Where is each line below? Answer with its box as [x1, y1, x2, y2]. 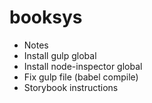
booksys [9, 6, 83, 29]
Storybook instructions [23, 81, 119, 93]
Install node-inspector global [23, 60, 143, 72]
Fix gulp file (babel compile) [23, 71, 139, 83]
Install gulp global [23, 49, 97, 61]
